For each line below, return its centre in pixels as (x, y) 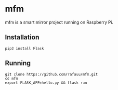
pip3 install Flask (25, 48)
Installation (22, 37)
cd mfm (12, 78)
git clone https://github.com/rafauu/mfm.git (51, 74)
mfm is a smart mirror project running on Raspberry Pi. (59, 22)
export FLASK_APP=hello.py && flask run (46, 83)
